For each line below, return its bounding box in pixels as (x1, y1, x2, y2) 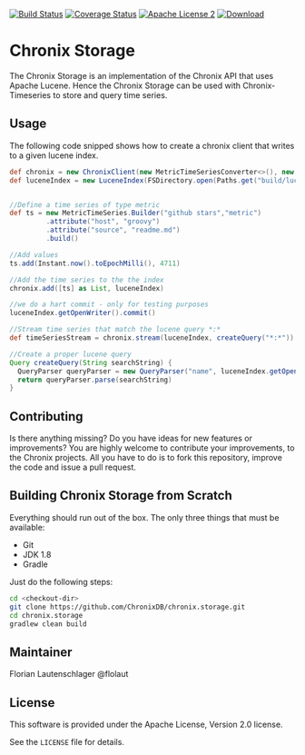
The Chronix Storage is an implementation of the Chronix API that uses (9, 70, 274, 81)
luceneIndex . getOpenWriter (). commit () (9, 309, 156, 318)
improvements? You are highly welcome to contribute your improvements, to (9, 442, 295, 453)
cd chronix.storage (9, 611, 84, 620)
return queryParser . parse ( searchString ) (17, 375, 172, 384)
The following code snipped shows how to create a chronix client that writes (9, 140, 295, 151)
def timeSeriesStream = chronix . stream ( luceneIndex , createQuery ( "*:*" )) (9, 333, 295, 343)
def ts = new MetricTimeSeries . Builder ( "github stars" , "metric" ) (9, 209, 261, 218)
